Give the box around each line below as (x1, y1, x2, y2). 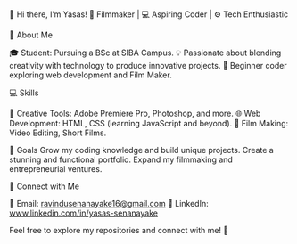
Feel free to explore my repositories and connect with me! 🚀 (9, 225, 229, 235)
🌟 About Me (9, 29, 54, 40)
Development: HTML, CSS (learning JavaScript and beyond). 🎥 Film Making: (9, 118, 289, 128)
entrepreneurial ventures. (9, 164, 103, 174)
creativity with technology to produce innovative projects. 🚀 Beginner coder (9, 61, 287, 70)
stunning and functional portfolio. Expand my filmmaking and (9, 154, 234, 165)
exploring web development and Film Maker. (9, 69, 172, 80)
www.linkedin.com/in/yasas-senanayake (9, 207, 159, 218)
